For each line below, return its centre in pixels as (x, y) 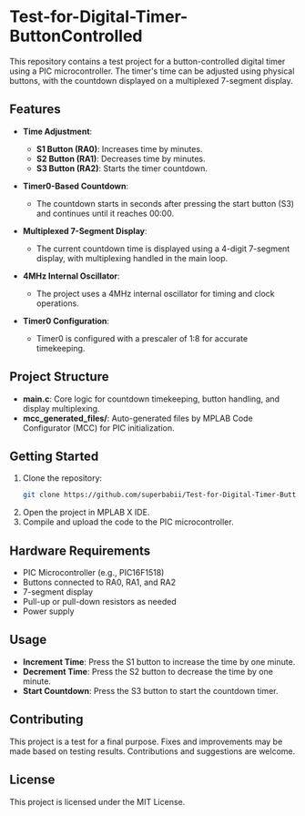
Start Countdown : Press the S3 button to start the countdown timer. (150, 690)
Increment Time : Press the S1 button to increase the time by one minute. (159, 661)
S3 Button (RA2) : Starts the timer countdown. (122, 168)
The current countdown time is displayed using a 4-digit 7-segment (163, 249)
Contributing (46, 720)
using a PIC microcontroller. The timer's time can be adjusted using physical (152, 71)
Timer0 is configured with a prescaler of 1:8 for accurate (142, 338)
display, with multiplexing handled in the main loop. (132, 258)
